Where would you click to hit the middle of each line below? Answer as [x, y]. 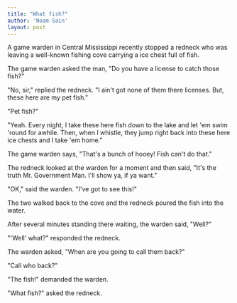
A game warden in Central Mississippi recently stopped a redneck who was [117, 48]
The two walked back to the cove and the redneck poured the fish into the [116, 203]
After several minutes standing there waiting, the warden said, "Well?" [110, 224]
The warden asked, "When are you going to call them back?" [97, 252]
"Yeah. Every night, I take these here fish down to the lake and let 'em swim [118, 125]
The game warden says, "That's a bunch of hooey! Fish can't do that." [110, 154]
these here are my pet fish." [48, 97]
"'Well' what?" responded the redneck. [64, 238]
